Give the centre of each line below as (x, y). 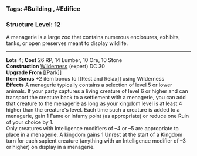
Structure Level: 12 (33, 24)
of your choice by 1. (30, 122)
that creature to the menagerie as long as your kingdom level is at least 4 (94, 103)
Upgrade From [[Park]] (34, 72)
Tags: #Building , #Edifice (43, 9)
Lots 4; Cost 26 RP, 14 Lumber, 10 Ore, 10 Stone (64, 60)
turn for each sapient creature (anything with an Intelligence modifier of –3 (96, 141)
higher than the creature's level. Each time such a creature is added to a (93, 110)
